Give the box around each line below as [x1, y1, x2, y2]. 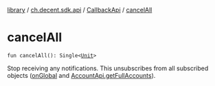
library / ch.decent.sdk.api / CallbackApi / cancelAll [7, 6, 152, 14]
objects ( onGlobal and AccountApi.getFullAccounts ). [7, 71, 156, 79]
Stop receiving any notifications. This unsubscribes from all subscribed [7, 64, 209, 72]
